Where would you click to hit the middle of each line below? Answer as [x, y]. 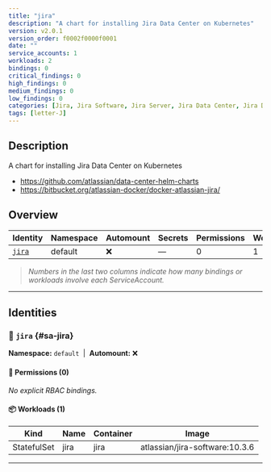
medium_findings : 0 [41, 91]
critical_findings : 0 [45, 76]
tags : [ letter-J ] [38, 114]
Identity [28, 237]
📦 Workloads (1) [37, 409]
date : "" [23, 46]
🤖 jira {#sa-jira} [41, 336]
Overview [33, 215]
